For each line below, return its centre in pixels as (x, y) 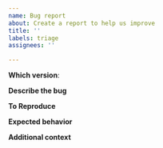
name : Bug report (37, 16)
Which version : (34, 75)
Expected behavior (40, 122)
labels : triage (34, 38)
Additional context (40, 138)
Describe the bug (38, 91)
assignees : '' (32, 46)
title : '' (25, 30)
